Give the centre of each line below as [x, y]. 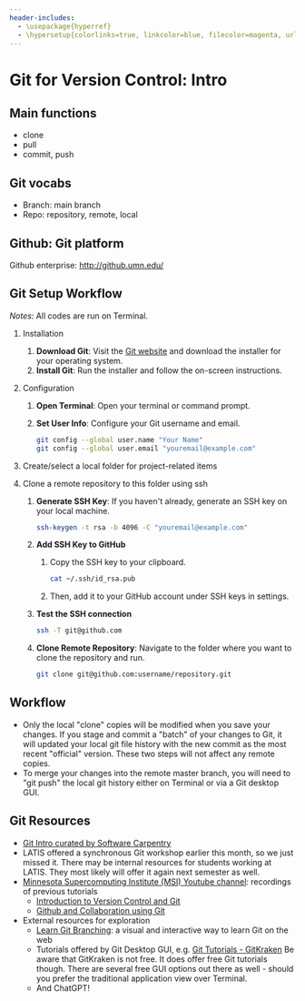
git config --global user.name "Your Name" [120, 440]
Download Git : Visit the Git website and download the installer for [158, 350]
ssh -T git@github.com [79, 631]
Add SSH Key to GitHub [81, 545]
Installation [43, 333]
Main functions [53, 113]
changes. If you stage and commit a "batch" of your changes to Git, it [152, 734]
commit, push [48, 155]
